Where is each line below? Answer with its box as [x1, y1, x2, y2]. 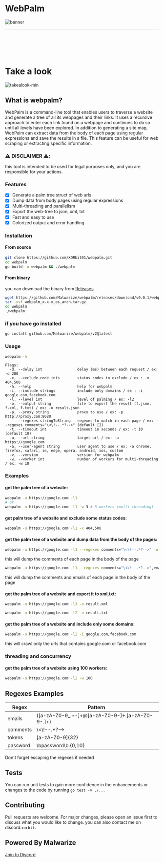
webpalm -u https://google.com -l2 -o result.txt [5, 610, 108, 616]
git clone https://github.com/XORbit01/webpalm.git [5, 255, 112, 260]
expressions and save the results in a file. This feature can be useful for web [5, 135, 159, 141]
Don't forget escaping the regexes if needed [5, 754, 94, 760]
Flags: [5, 363, 19, 368]
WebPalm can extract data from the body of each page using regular [5, 130, 143, 136]
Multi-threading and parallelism [12, 203, 76, 209]
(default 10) [5, 431, 32, 436]
